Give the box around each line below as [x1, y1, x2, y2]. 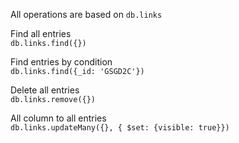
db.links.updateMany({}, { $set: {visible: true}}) [10, 123, 230, 133]
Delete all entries [10, 84, 80, 96]
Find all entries [10, 28, 72, 39]
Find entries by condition [10, 56, 113, 68]
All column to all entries [10, 112, 107, 124]
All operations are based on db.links [10, 9, 163, 20]
